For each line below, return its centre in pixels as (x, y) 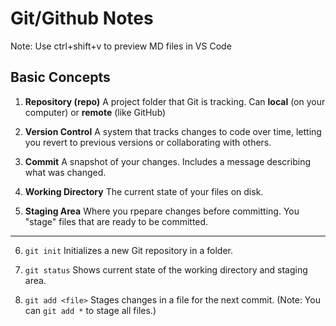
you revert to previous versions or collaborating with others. (148, 142)
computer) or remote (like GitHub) (95, 112)
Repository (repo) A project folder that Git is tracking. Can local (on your (175, 101)
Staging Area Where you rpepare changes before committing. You (162, 211)
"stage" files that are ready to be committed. (116, 221)
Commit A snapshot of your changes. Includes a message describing (167, 161)
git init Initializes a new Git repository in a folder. (128, 250)
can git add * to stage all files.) (90, 310)
